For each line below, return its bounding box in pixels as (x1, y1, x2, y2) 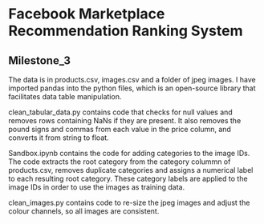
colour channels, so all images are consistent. (8, 206, 160, 216)
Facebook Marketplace (8, 5, 165, 23)
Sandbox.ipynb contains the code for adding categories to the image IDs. (8, 149, 250, 158)
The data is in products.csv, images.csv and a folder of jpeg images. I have (8, 75, 256, 84)
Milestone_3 (8, 54, 71, 67)
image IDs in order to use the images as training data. (8, 182, 185, 192)
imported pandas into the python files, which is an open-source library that (8, 83, 256, 93)
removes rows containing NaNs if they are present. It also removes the (8, 116, 242, 125)
